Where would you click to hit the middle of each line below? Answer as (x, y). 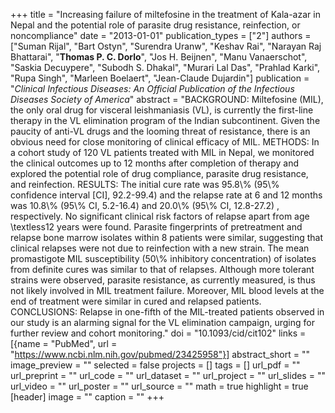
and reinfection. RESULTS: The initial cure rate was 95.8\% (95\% (145, 184)
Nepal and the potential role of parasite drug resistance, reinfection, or (155, 25)
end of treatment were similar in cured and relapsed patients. (136, 301)
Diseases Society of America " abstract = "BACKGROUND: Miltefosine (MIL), (167, 99)
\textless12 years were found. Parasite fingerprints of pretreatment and (156, 227)
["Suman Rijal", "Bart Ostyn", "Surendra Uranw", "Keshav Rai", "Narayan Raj (166, 46)
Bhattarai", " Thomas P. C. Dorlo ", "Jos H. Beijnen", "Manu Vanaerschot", (159, 57)
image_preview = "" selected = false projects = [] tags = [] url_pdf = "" (155, 365)
